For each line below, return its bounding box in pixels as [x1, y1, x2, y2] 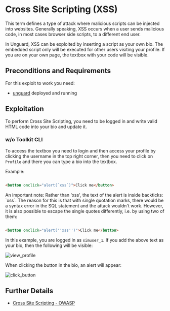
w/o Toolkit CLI [5, 136, 43, 143]
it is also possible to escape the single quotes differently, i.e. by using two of [5, 208, 164, 214]
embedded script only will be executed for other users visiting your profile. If [5, 46, 165, 52]
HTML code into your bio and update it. [5, 123, 87, 130]
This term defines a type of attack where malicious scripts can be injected [5, 20, 160, 26]
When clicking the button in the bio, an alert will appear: [5, 262, 121, 268]
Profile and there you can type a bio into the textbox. [5, 159, 117, 165]
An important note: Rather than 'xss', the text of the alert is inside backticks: [5, 192, 163, 198]
